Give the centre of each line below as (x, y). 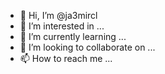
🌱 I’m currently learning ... (73, 36)
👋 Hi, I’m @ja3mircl (58, 15)
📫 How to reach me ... (66, 58)
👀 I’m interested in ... (62, 26)
